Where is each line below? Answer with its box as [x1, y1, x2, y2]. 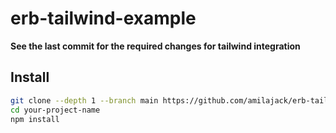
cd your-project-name [10, 105, 101, 115]
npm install [10, 114, 60, 124]
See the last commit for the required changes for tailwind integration [10, 40, 301, 52]
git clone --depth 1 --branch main [10, 95, 159, 106]
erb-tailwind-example [10, 7, 197, 30]
